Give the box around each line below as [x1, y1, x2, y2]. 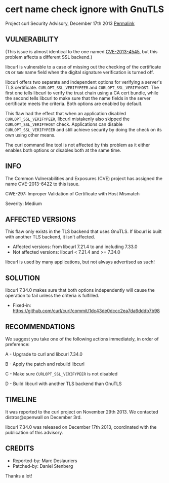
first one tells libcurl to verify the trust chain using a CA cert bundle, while [5, 90, 158, 96]
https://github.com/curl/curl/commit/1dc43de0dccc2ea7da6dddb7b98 [12, 308, 160, 314]
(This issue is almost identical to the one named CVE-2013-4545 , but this [5, 48, 158, 54]
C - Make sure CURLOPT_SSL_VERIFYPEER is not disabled [5, 371, 118, 376]
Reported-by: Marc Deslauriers [12, 458, 77, 464]
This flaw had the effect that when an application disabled [5, 110, 126, 116]
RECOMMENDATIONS [5, 322, 75, 331]
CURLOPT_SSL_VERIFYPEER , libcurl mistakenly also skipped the [5, 116, 130, 122]
